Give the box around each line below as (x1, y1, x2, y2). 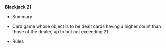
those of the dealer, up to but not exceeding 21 (12, 29, 109, 34)
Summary (12, 14, 32, 19)
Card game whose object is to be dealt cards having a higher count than (12, 23, 161, 29)
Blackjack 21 (5, 4, 31, 10)
